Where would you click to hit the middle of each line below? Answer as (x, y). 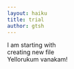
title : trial (26, 20)
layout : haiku (27, 13)
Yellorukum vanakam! (38, 60)
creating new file (31, 52)
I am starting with (32, 45)
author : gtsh (26, 26)
